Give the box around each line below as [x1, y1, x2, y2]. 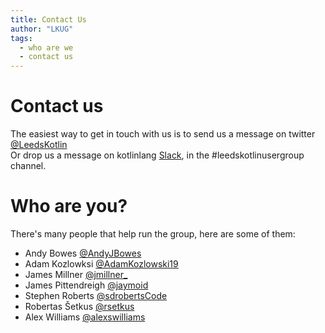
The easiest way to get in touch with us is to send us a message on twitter [10, 128, 316, 140]
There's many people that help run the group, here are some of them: [10, 228, 296, 240]
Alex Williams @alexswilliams [24, 311, 146, 323]
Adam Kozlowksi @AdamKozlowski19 [24, 258, 179, 270]
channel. [10, 160, 47, 172]
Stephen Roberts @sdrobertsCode [24, 290, 168, 301]
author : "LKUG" [10, 24, 74, 34]
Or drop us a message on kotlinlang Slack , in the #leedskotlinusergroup [10, 149, 305, 161]
